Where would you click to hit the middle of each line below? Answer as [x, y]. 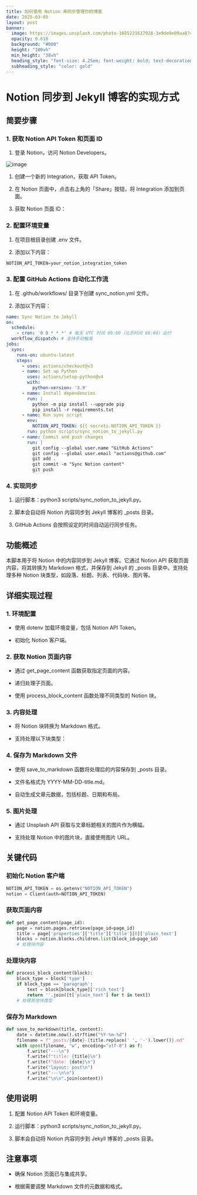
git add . [44, 459]
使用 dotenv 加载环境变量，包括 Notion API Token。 [77, 627]
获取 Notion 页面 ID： [40, 209]
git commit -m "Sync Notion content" [78, 464]
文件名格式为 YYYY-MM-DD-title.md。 [61, 782]
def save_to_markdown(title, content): [55, 1029]
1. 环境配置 [21, 614]
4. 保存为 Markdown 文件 [42, 755]
